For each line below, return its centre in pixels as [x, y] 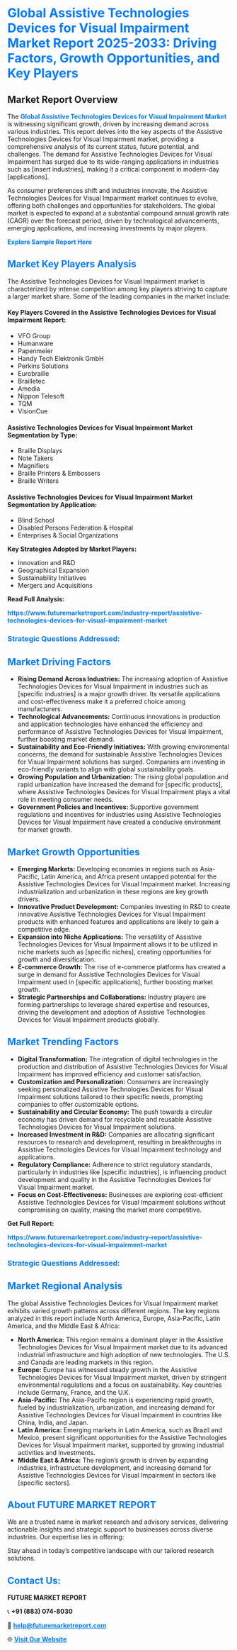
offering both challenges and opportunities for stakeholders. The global [111, 206]
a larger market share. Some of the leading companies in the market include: [119, 296]
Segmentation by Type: [42, 435]
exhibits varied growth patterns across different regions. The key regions [114, 1310]
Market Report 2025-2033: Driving [112, 43]
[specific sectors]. [44, 1483]
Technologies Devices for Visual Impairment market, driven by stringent [122, 1377]
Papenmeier [35, 351]
